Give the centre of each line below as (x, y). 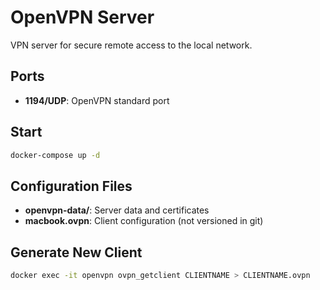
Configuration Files (71, 186)
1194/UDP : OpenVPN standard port (97, 100)
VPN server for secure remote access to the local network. (131, 45)
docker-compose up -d (55, 155)
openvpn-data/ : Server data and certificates (117, 210)
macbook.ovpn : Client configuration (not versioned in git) (144, 221)
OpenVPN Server (82, 17)
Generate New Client (76, 252)
